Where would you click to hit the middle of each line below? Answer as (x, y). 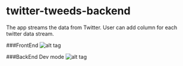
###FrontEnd (22, 45)
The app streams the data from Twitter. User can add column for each (92, 27)
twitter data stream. (30, 33)
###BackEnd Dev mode (35, 56)
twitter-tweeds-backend (68, 11)
